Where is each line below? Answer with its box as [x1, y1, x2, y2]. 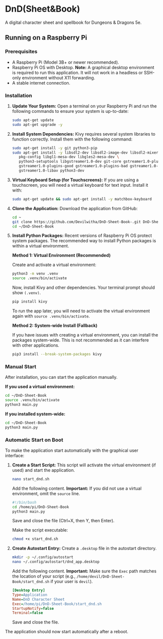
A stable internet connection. [12, 80, 71, 86]
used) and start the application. [12, 467, 75, 473]
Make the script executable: [12, 527, 68, 533]
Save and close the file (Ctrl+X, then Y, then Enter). [12, 518, 115, 524]
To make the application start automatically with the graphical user [5, 447, 139, 453]
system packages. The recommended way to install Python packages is [12, 238, 157, 244]
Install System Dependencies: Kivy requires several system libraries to [12, 131, 156, 137]
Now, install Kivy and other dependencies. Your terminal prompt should [12, 284, 155, 290]
